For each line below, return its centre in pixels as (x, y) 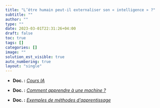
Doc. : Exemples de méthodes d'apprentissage (62, 100)
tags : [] (14, 43)
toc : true (16, 38)
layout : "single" (24, 66)
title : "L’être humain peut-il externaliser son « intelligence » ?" (81, 10)
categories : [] (21, 47)
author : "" (17, 19)
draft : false (19, 33)
